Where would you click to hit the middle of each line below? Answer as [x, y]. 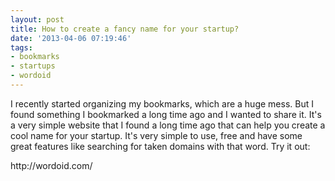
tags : [21, 47]
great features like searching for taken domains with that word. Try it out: [160, 146]
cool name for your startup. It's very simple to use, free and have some [156, 135]
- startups [33, 66]
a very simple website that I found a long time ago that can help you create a [168, 125]
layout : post [37, 19]
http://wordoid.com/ [51, 165]
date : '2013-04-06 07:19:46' [71, 38]
